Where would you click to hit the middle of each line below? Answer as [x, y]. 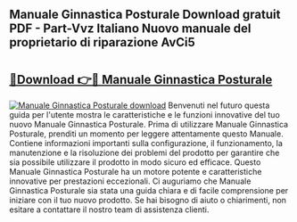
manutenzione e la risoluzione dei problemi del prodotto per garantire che [144, 152]
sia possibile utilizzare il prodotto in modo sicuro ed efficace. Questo [135, 162]
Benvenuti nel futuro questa [219, 105]
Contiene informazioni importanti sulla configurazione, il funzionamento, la [146, 143]
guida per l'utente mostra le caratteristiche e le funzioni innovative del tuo [145, 115]
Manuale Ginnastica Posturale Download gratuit [145, 15]
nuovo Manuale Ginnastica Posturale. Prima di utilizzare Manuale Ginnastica [148, 124]
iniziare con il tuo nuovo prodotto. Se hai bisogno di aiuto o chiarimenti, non [148, 200]
